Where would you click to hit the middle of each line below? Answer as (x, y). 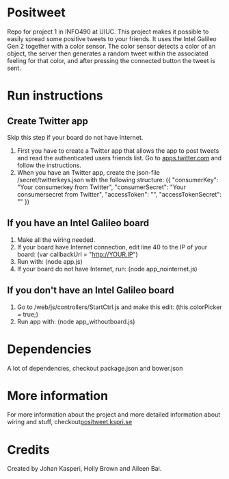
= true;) (28, 314)
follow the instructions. (49, 165)
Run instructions (55, 96)
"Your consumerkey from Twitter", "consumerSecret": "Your (102, 187)
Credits (28, 450)
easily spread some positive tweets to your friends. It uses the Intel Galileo (112, 38)
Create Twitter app (48, 121)
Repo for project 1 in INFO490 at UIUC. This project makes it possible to (108, 32)
